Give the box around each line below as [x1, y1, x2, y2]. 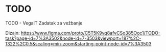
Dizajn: [5, 30, 20, 36]
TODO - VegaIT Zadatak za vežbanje [5, 20, 83, 26]
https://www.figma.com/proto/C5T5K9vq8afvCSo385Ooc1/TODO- [20, 30, 161, 36]
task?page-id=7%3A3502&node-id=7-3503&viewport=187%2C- [5, 35, 141, 41]
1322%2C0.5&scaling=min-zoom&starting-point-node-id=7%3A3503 [5, 40, 152, 46]
